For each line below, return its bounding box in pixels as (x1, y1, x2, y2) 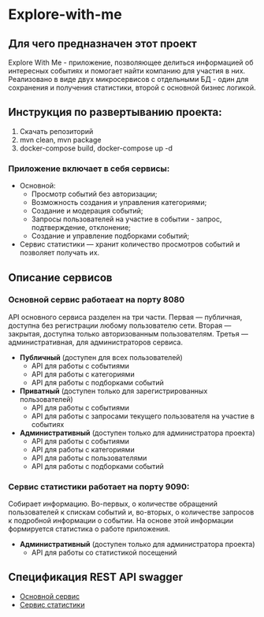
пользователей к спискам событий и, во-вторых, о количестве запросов (8, 507, 255, 517)
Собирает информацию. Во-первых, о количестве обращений (8, 499, 218, 509)
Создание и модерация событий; (31, 206, 143, 216)
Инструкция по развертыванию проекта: (8, 106, 222, 119)
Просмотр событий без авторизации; (31, 189, 158, 199)
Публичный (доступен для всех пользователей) (19, 352, 183, 362)
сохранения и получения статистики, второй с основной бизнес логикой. (8, 83, 256, 92)
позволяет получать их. (19, 248, 100, 258)
